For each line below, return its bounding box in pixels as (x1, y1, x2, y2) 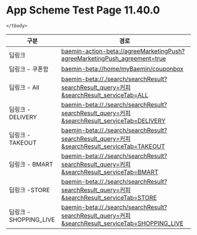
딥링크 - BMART (9, 160, 53, 168)
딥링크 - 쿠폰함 (9, 65, 49, 73)
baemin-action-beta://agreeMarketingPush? (61, 47, 185, 55)
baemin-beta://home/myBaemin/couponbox (61, 64, 184, 73)
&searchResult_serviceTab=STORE (61, 193, 157, 202)
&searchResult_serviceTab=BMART (61, 168, 159, 176)
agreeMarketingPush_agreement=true (61, 54, 167, 62)
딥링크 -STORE (9, 186, 50, 194)
